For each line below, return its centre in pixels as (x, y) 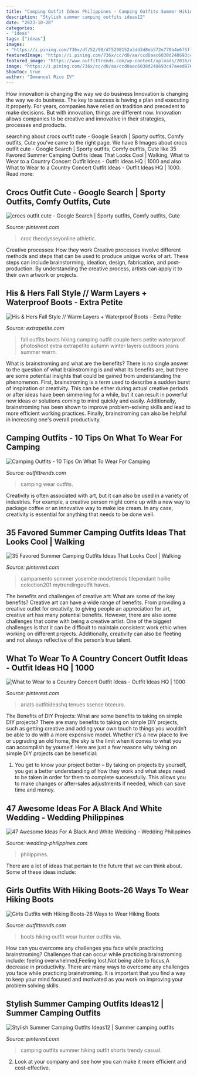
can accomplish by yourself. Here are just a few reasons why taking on (91, 747)
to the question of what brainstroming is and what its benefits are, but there (97, 369)
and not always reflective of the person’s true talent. (69, 640)
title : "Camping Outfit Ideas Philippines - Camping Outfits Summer (91, 11)
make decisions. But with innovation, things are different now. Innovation (94, 113)
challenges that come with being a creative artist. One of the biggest (89, 621)
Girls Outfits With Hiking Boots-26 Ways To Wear (97, 891)
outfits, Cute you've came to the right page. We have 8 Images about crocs (97, 143)
